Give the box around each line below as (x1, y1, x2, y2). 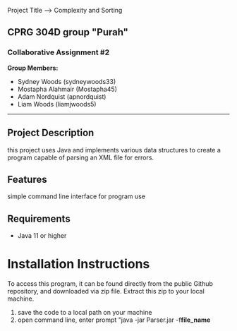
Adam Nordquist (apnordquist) (17, 92, 107, 101)
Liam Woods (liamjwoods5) (17, 100, 97, 108)
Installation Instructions (7, 256, 150, 272)
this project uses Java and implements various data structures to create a (7, 145, 221, 154)
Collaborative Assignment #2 (7, 47, 110, 57)
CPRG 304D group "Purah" (7, 26, 129, 38)
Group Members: (7, 64, 59, 72)
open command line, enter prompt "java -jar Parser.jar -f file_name (17, 315, 211, 324)
